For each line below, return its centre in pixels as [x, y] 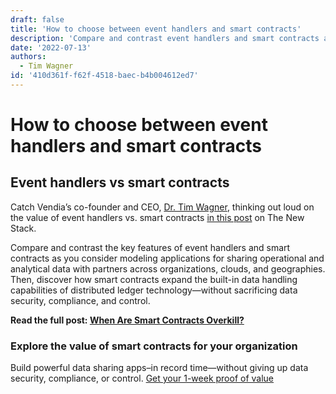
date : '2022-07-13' [51, 47]
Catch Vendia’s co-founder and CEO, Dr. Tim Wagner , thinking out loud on [162, 207]
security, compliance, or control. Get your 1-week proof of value [142, 378]
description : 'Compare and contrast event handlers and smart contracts [165, 38]
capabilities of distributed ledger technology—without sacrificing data [154, 290]
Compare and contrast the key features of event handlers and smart [150, 247]
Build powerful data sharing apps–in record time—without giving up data [159, 368]
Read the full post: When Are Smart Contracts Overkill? [127, 320]
